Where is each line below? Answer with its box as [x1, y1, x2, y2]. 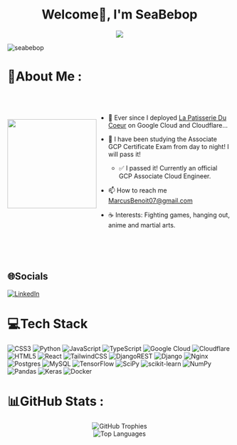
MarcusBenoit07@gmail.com [107, 196, 194, 205]
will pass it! [107, 150, 141, 158]
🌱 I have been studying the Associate [107, 135, 217, 143]
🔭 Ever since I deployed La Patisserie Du [107, 113, 226, 122]
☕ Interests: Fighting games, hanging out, [107, 210, 230, 219]
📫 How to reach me [107, 185, 167, 195]
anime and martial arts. [107, 220, 176, 229]
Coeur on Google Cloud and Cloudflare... [107, 121, 228, 129]
